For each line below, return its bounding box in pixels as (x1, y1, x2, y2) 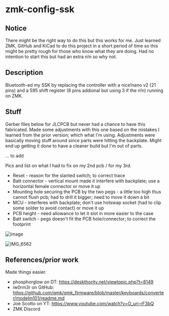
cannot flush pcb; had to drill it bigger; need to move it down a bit (12, 194, 150, 200)
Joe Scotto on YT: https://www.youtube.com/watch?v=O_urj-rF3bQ (12, 301, 154, 307)
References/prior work (5, 256, 79, 265)
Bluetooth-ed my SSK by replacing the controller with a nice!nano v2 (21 (5, 82, 156, 88)
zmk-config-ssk (5, 4, 75, 15)
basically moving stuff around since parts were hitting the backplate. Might (5, 137, 162, 143)
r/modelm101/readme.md (12, 295, 65, 301)
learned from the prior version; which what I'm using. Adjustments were (5, 131, 155, 138)
